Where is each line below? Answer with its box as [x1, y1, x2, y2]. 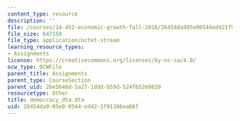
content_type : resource [7, 10, 79, 18]
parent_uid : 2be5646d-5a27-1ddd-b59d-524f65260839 [7, 83, 161, 90]
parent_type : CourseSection [7, 76, 91, 84]
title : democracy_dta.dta [7, 97, 84, 104]
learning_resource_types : [7, 43, 84, 51]
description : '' [7, 17, 56, 24]
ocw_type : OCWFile [7, 63, 62, 70]
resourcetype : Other [7, 90, 69, 97]
